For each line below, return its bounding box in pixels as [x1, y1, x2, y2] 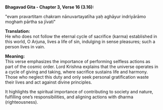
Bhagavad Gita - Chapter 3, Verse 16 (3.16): [5, 4, 94, 10]
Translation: [5, 28, 30, 34]
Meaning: [5, 53, 25, 59]
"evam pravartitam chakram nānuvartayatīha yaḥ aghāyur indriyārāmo [5, 14, 146, 19]
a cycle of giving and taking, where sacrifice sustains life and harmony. [5, 69, 148, 75]
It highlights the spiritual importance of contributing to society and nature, [5, 89, 154, 94]
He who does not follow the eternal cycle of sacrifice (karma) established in [5, 34, 158, 39]
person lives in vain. [5, 44, 45, 49]
